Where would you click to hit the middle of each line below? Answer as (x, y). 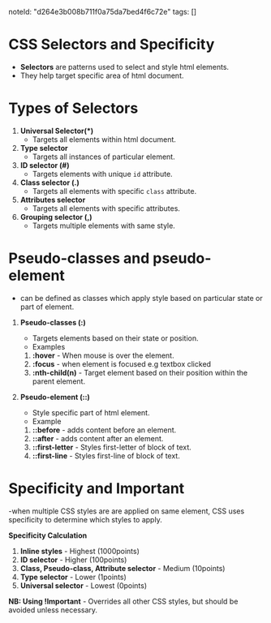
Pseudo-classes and (79, 258)
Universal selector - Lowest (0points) (84, 585)
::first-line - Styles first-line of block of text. (106, 455)
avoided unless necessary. (53, 610)
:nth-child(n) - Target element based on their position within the (140, 372)
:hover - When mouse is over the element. (103, 355)
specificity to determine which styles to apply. (85, 519)
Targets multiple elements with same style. (104, 226)
